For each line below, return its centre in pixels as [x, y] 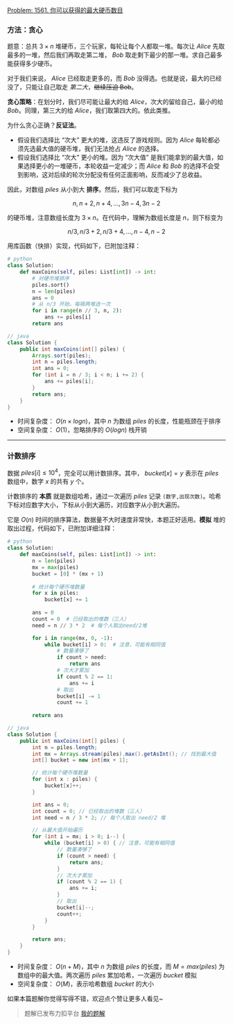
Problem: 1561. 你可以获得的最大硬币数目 [65, 10]
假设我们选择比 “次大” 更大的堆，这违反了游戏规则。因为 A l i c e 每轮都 [115, 140]
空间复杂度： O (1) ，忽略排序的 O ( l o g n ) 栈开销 [82, 430]
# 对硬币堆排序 [51, 278]
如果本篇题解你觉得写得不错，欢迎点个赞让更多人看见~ [85, 999]
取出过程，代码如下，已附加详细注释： [62, 528]
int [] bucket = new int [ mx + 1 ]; [80, 760]
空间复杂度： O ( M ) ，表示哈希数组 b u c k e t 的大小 [86, 984]
